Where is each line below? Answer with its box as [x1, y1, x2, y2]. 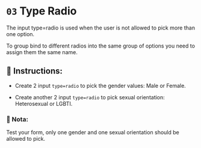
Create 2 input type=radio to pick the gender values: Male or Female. [14, 82, 187, 89]
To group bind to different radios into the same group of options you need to [6, 42, 196, 49]
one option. [6, 30, 35, 37]
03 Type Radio [6, 4, 77, 18]
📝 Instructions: [6, 66, 63, 76]
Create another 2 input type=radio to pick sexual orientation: [14, 93, 165, 100]
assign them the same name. [6, 48, 78, 55]
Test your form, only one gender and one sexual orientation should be [6, 129, 179, 136]
